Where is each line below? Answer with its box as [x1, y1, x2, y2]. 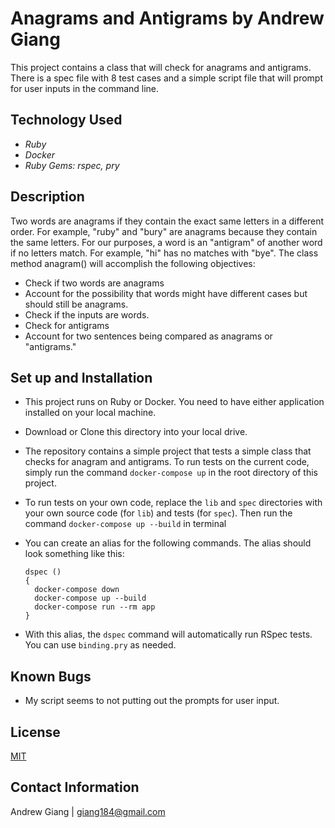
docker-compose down [34, 585, 120, 595]
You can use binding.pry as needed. [24, 639, 177, 651]
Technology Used [10, 112, 123, 129]
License [10, 723, 61, 741]
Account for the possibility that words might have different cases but [24, 287, 308, 299]
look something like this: [24, 548, 125, 560]
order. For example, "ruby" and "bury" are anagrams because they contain [10, 225, 318, 237]
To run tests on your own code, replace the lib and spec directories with [24, 497, 323, 509]
